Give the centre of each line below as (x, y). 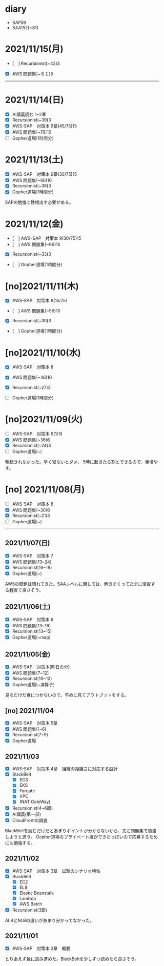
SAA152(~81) (25, 27)
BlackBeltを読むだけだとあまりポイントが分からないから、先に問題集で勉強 (81, 830)
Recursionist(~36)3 (31, 186)
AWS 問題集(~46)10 (32, 377)
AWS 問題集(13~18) (31, 625)
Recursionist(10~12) (32, 678)
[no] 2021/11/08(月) (45, 490)
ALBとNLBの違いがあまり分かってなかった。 (50, 920)
